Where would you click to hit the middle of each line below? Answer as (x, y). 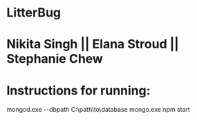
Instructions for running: (78, 90)
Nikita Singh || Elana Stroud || (93, 44)
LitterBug (34, 13)
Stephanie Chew (55, 59)
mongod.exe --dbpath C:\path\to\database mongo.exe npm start (98, 110)
